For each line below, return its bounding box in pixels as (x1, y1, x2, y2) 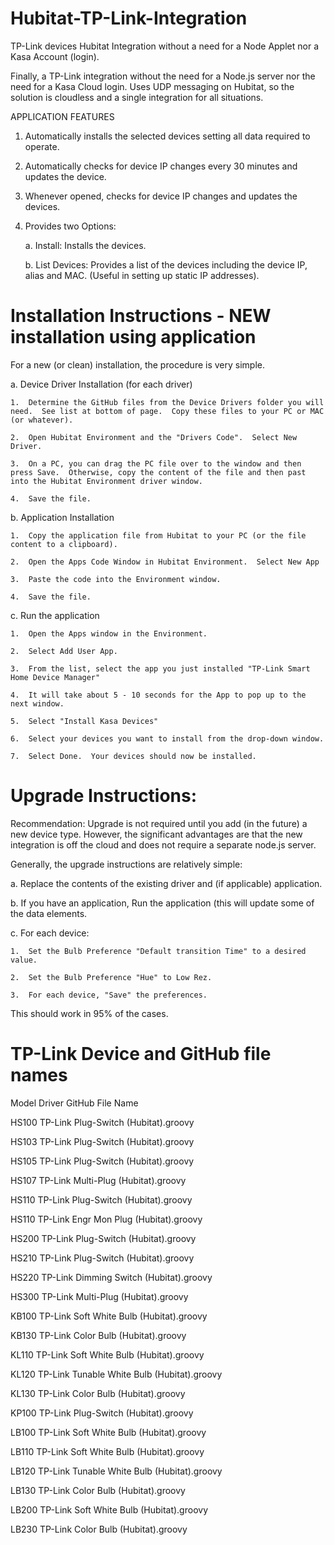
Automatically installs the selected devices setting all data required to (24, 130, 311, 142)
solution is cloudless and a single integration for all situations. (10, 91, 264, 103)
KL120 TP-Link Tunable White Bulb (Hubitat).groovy (10, 1368, 223, 1380)
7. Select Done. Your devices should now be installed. (10, 751, 257, 761)
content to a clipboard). (10, 539, 118, 549)
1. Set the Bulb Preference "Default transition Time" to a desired (10, 946, 307, 956)
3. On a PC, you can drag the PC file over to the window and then (10, 458, 302, 469)
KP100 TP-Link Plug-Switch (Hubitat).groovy (10, 1407, 194, 1419)
